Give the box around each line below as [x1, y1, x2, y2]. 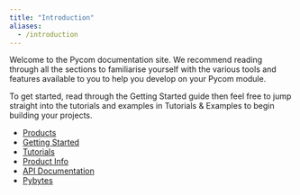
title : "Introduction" [9, 13, 95, 22]
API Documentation [22, 165, 95, 176]
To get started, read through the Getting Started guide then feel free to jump [9, 91, 292, 102]
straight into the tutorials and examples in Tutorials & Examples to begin [9, 101, 275, 111]
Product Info [22, 156, 69, 167]
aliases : [9, 22, 42, 31]
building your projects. [9, 110, 93, 121]
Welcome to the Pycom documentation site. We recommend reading [9, 55, 263, 66]
